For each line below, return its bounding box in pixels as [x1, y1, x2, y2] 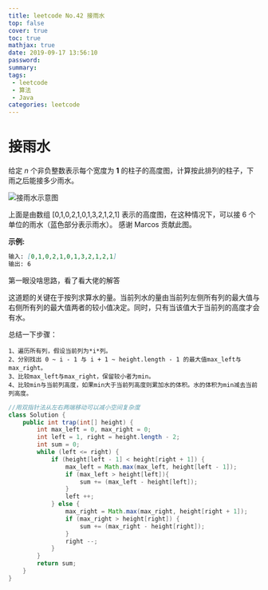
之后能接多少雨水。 [14, 176, 78, 185]
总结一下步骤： [8, 329, 57, 339]
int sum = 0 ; [37, 441, 81, 448]
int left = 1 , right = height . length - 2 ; [37, 433, 180, 441]
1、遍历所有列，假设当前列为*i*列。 [8, 347, 112, 355]
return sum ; [37, 560, 77, 568]
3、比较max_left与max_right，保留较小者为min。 [8, 373, 156, 381]
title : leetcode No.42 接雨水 [8, 11, 105, 20]
